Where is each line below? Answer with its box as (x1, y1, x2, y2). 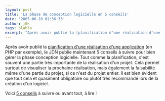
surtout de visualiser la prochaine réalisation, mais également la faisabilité (5, 65, 155, 71)
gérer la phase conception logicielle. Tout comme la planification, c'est (5, 54, 149, 60)
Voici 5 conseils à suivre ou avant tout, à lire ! (5, 90, 97, 96)
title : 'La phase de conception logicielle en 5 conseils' (5, 12, 129, 17)
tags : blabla (5, 26, 32, 31)
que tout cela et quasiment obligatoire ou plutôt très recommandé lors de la (5, 75, 159, 81)
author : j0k (5, 21, 30, 26)
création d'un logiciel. (5, 81, 49, 87)
